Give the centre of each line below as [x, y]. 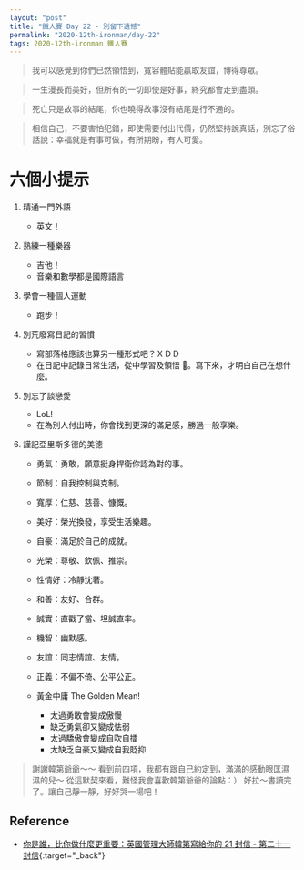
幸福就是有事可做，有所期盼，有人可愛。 [132, 140]
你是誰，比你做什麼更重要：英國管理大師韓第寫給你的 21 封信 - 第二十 [153, 844]
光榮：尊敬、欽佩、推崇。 [84, 560]
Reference [40, 821]
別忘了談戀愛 [46, 396]
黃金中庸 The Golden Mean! [88, 696]
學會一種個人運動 [55, 296]
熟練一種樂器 [46, 246]
